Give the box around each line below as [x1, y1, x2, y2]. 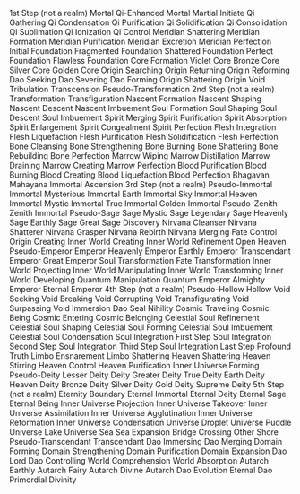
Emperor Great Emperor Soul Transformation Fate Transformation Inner [9, 256, 272, 265]
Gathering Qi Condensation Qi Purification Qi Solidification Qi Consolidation [9, 17, 287, 28]
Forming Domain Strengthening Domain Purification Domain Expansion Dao [9, 446, 287, 456]
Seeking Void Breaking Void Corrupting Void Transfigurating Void [9, 293, 249, 304]
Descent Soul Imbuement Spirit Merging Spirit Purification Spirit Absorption [9, 112, 287, 123]
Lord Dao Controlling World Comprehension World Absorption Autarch [9, 455, 269, 465]
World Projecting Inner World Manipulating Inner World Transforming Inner [9, 264, 284, 275]
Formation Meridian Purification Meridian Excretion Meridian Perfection [9, 36, 271, 47]
